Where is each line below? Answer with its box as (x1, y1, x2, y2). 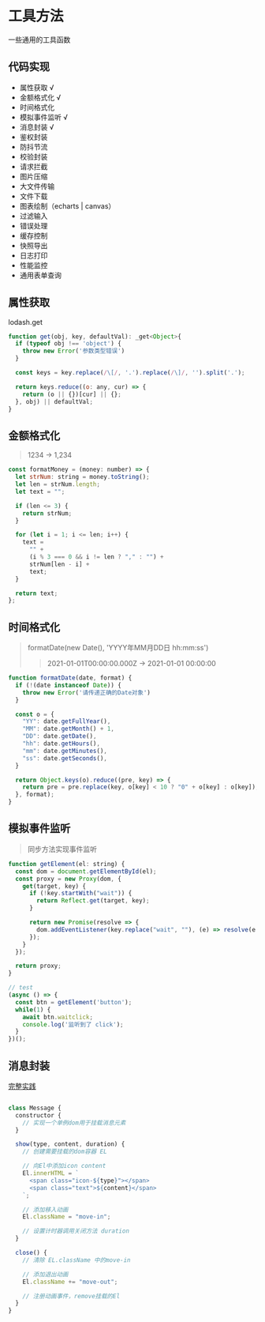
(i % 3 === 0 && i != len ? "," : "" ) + (28, 553, 164, 561)
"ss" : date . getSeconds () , (22, 754, 108, 763)
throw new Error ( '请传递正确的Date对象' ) (22, 688, 151, 696)
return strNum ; (22, 509, 73, 518)
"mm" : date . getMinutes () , (22, 747, 108, 755)
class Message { (8, 1104, 62, 1112)
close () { (15, 1249, 47, 1257)
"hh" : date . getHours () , (22, 740, 101, 748)
